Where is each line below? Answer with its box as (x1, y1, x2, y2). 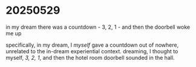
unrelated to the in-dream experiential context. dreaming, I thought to (5, 47, 178, 54)
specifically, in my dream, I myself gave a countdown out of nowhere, (5, 41, 179, 48)
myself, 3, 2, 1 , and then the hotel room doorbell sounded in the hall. (5, 54, 175, 61)
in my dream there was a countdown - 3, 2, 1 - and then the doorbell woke (5, 23, 191, 31)
